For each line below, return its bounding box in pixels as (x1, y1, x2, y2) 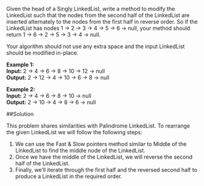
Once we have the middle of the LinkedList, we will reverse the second (15, 153, 193, 160)
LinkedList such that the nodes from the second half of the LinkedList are (6, 12, 190, 19)
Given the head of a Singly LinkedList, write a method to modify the (6, 5, 175, 12)
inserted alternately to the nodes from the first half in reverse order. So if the (6, 18, 198, 25)
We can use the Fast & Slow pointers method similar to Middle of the (15, 140, 187, 148)
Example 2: (6, 86, 35, 93)
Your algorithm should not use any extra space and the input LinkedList (6, 43, 185, 50)
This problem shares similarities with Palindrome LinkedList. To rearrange (6, 122, 191, 129)
